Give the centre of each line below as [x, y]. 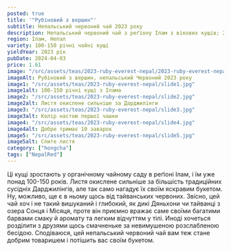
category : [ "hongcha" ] [40, 148]
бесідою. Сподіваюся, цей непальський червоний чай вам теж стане [109, 232]
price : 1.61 [24, 65]
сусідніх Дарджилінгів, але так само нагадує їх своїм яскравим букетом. [115, 189]
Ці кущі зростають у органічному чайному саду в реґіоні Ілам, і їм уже [111, 174]
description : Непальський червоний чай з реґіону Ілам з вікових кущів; [113, 33]
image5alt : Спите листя [41, 142]
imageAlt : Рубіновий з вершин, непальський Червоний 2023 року [100, 78]
